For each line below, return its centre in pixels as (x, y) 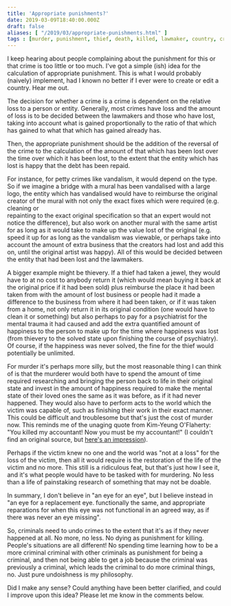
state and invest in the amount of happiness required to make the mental (110, 389)
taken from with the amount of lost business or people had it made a (104, 295)
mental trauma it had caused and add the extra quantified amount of (104, 324)
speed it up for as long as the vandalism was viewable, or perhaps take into (114, 237)
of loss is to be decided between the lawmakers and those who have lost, (111, 116)
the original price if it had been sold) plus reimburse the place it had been (111, 288)
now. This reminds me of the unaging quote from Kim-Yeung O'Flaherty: (109, 425)
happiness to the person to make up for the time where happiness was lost (113, 332)
